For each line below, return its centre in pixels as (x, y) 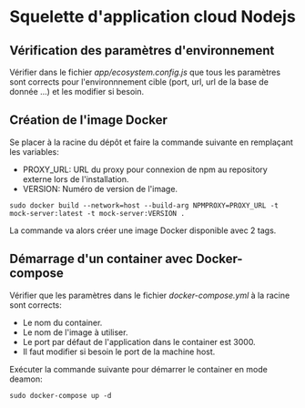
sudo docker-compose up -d (61, 395)
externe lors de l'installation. (76, 178)
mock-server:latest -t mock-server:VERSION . (97, 213)
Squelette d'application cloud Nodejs (152, 17)
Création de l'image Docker (89, 120)
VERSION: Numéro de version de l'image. (100, 189)
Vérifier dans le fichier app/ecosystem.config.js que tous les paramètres (145, 72)
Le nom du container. (62, 322)
